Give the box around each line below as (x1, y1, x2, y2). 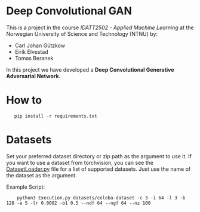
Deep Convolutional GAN (6, 4, 133, 18)
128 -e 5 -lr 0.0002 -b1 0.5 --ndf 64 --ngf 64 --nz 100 (6, 200, 151, 206)
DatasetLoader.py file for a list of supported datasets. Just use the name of (6, 165, 191, 173)
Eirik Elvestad (14, 48, 49, 55)
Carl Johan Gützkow (14, 42, 66, 49)
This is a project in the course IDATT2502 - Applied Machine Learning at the (6, 24, 194, 31)
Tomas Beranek (14, 54, 54, 62)
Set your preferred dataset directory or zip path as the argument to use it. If (6, 152, 192, 159)
